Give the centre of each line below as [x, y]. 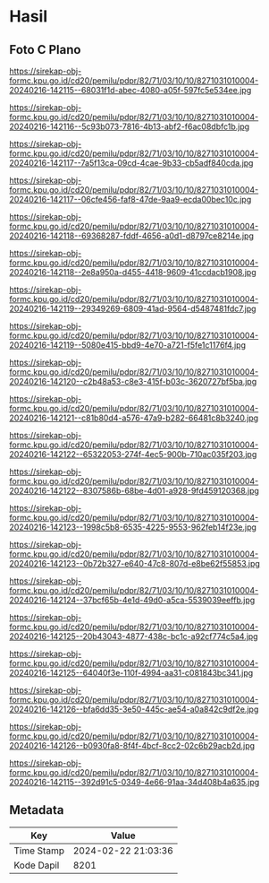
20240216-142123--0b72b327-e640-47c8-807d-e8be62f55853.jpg [135, 563]
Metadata [37, 810]
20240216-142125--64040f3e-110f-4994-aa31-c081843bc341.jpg [131, 673]
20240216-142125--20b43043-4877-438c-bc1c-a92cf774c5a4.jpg [134, 636]
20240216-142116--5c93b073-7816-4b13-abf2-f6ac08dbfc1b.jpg [130, 126]
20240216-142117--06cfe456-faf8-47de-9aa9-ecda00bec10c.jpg [130, 199]
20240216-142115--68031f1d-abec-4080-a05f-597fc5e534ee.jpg [130, 90]
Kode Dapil [37, 865]
